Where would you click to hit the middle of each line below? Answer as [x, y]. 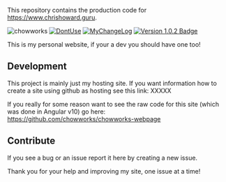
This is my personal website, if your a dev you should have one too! [104, 44]
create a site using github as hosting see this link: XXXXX [90, 91]
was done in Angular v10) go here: [56, 112]
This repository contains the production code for [77, 10]
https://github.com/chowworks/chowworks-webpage [84, 119]
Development [37, 67]
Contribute [31, 141]
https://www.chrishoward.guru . [52, 17]
